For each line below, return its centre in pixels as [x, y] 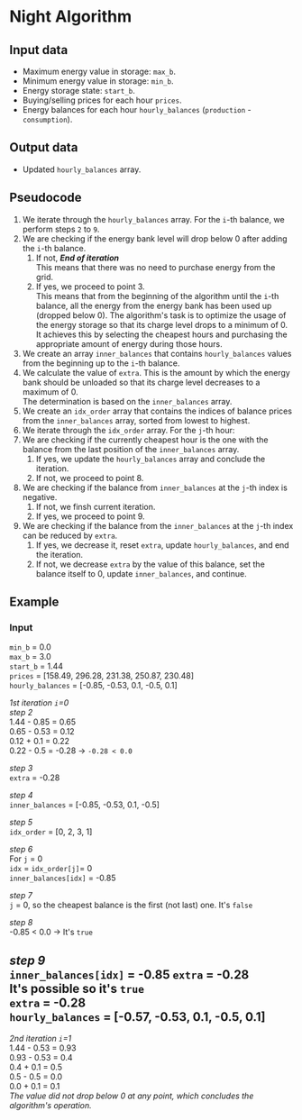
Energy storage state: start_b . [78, 91]
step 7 [21, 896]
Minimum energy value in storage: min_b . [98, 81]
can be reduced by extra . [70, 535]
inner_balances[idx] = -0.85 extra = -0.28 [129, 974]
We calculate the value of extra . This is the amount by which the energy [156, 372]
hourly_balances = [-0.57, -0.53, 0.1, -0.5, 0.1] [137, 1017]
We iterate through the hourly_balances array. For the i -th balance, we [154, 219]
